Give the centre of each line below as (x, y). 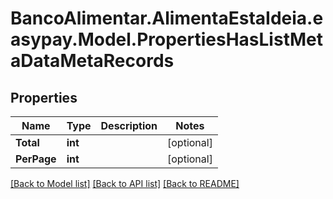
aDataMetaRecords (92, 61)
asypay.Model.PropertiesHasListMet (166, 39)
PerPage (36, 159)
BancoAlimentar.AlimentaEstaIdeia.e (167, 18)
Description (129, 125)
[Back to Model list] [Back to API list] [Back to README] (125, 183)
